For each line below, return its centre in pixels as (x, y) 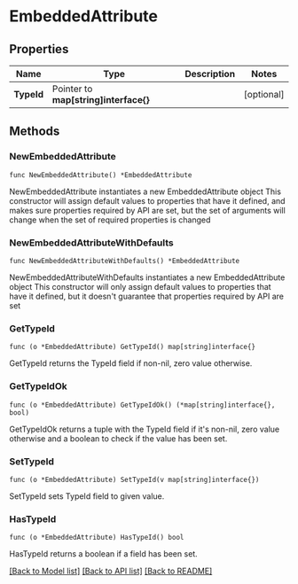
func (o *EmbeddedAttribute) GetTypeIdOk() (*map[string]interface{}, (142, 405)
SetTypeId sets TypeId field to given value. (87, 496)
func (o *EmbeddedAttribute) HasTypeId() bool (97, 538)
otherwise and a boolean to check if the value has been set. (118, 438)
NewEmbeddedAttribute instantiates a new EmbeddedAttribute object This (145, 191)
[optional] (264, 94)
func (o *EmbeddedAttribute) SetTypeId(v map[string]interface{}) (134, 479)
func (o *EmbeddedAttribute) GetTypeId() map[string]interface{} (132, 347)
